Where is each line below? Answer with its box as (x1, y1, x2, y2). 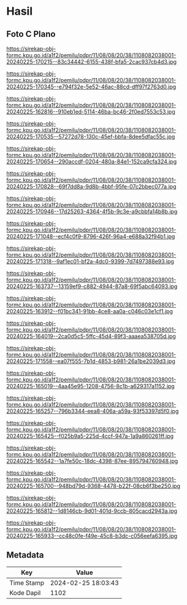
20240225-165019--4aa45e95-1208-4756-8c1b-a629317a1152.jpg (6, 383, 175, 389)
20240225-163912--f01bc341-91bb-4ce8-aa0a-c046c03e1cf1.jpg (6, 308, 174, 314)
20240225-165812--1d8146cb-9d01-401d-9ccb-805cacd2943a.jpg (6, 507, 178, 514)
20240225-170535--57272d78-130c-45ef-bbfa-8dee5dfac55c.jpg (6, 133, 175, 140)
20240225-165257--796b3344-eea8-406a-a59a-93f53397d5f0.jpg (6, 407, 179, 415)
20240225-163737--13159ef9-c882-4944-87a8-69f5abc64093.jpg (6, 283, 178, 290)
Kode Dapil (9, 588, 41, 597)
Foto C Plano (6, 29, 56, 39)
